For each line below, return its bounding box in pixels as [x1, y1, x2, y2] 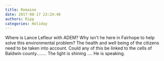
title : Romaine [5, 7, 37, 12]
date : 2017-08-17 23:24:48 [5, 12, 61, 17]
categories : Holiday [5, 21, 48, 26]
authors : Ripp [5, 16, 35, 21]
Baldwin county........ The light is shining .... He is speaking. [5, 51, 125, 57]
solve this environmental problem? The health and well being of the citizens [5, 40, 160, 46]
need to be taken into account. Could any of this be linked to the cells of [5, 45, 152, 51]
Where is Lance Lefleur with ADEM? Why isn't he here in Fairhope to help [5, 35, 155, 41]
